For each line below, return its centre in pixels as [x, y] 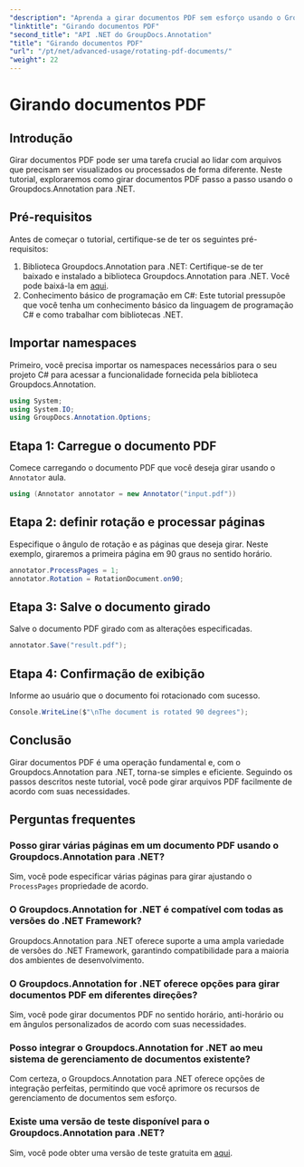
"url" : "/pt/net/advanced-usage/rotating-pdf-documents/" [121, 52]
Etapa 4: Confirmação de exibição [107, 673]
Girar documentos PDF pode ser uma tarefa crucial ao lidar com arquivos [146, 160]
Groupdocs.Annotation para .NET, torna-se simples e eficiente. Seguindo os [151, 772]
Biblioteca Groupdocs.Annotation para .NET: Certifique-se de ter [143, 266]
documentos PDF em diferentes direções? [104, 995]
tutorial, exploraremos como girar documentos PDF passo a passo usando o [151, 179]
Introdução [41, 138]
